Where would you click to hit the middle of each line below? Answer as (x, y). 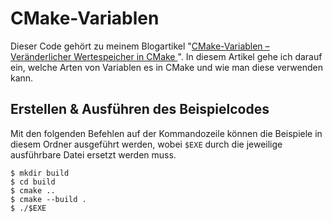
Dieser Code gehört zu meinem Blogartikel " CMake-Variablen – (140, 46)
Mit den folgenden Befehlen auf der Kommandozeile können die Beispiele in (166, 133)
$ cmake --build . (48, 199)
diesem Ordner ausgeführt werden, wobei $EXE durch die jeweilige (146, 144)
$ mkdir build (40, 173)
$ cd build (33, 182)
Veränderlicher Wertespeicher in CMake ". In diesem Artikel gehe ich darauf (166, 56)
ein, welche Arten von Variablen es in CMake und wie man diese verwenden (166, 67)
